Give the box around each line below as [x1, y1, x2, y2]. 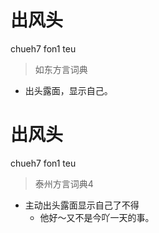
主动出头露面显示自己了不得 [24, 199, 140, 211]
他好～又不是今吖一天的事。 [39, 211, 155, 223]
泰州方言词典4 [34, 177, 94, 190]
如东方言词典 [34, 63, 88, 75]
